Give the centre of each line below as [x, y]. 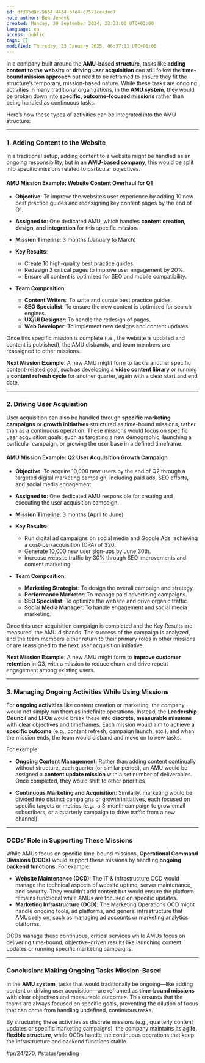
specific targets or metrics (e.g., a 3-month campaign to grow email [100, 806]
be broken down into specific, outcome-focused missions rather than [95, 96]
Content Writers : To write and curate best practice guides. [98, 300]
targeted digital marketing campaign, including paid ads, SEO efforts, [102, 478]
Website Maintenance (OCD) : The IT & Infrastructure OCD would [97, 879]
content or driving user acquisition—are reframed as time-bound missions [101, 990]
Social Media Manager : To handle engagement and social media [106, 607]
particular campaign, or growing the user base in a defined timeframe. [95, 443]
